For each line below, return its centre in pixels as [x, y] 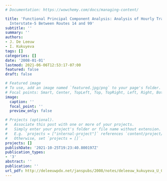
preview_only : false [31, 111]
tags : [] [14, 51]
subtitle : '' [19, 28]
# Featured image [23, 83]
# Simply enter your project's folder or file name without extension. [83, 129]
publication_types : [25, 152]
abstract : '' [19, 162]
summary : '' [17, 33]
